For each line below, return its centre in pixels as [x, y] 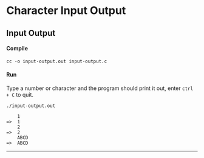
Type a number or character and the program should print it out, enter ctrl [100, 88]
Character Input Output [66, 11]
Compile [17, 49]
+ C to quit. [20, 94]
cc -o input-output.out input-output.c [57, 61]
